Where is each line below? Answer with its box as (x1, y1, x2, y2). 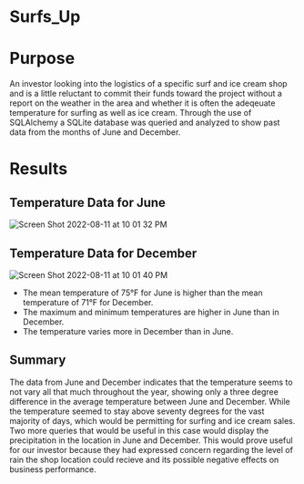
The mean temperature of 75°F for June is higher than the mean (22, 287, 263, 298)
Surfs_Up (9, 6, 81, 27)
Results (9, 159, 68, 180)
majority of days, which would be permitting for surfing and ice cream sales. (9, 415, 296, 426)
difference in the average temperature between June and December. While (9, 396, 290, 407)
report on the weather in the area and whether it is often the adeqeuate (9, 98, 276, 108)
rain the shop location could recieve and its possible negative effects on (9, 454, 279, 465)
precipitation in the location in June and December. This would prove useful (9, 435, 293, 446)
